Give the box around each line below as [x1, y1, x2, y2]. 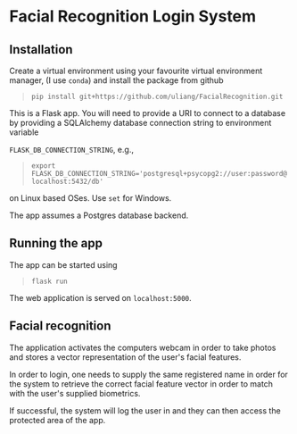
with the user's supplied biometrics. [9, 388, 141, 398]
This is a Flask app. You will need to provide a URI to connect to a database [9, 108, 286, 118]
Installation [9, 42, 73, 57]
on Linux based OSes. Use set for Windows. [9, 193, 172, 203]
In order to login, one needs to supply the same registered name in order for [9, 369, 288, 380]
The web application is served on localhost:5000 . [9, 292, 192, 303]
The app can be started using [9, 259, 118, 270]
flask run [30, 277, 69, 286]
